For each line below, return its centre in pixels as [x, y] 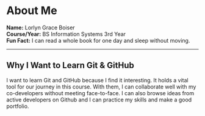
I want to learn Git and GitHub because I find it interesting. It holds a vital [97, 80]
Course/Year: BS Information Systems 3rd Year [66, 34]
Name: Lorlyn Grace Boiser [41, 27]
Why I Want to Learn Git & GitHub [70, 66]
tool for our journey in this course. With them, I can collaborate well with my [101, 87]
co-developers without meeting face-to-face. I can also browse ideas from [100, 93]
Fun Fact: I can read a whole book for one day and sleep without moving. [98, 40]
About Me [32, 11]
